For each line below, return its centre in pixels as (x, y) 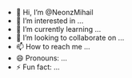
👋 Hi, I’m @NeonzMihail (54, 12)
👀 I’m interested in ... (50, 21)
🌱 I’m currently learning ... (58, 29)
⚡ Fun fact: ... (38, 67)
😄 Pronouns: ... (42, 58)
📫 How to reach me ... (53, 47)
